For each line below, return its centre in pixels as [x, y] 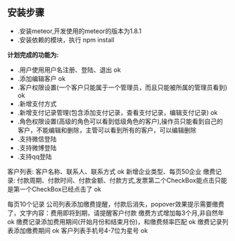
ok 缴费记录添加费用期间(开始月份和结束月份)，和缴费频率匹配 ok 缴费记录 [115, 221]
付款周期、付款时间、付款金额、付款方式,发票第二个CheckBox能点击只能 [122, 180]
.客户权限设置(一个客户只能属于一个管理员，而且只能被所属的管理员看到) [122, 87]
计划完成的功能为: [33, 54]
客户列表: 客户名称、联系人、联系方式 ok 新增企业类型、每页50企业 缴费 [112, 171]
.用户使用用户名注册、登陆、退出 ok [69, 70]
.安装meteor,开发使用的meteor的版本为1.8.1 [80, 31]
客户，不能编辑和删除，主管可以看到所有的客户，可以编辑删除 [107, 130]
